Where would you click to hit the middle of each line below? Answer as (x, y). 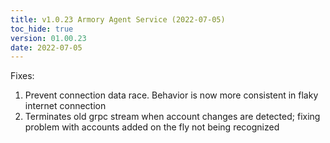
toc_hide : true (42, 29)
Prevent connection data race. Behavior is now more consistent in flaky (171, 95)
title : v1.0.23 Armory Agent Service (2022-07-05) (118, 19)
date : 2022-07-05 (46, 47)
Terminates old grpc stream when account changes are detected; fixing (172, 117)
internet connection (65, 106)
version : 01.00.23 (48, 38)
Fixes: (22, 76)
